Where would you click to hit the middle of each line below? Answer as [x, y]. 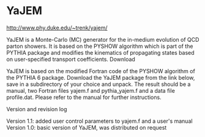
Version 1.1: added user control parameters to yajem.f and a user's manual [99, 121]
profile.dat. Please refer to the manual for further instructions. [84, 97]
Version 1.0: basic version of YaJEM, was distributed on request [87, 127]
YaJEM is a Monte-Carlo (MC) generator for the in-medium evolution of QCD [103, 39]
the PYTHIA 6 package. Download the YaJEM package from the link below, [101, 77]
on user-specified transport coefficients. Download [71, 59]
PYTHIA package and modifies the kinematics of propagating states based [100, 52]
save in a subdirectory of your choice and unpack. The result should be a [99, 84]
